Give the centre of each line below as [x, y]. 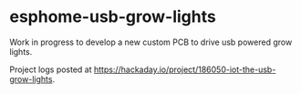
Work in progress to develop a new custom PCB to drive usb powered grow [151, 42]
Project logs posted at [51, 69]
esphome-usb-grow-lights [113, 17]
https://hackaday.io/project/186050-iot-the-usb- [185, 69]
